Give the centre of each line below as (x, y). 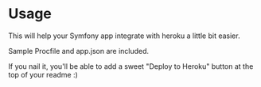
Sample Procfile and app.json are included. (79, 51)
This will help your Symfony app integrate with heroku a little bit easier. (124, 36)
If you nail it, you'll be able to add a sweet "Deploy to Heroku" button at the (131, 66)
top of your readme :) (43, 74)
